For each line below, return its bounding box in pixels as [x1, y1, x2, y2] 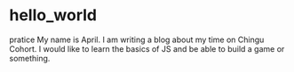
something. [9, 53, 51, 63]
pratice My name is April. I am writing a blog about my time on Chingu [9, 34, 265, 45]
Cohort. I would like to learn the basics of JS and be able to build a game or [9, 43, 285, 54]
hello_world [9, 5, 98, 25]
